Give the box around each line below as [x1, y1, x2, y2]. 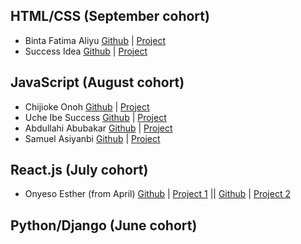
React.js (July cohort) [10, 162, 149, 179]
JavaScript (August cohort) [10, 74, 185, 91]
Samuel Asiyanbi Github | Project [24, 132, 161, 144]
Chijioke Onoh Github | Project [24, 100, 150, 113]
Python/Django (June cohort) [10, 217, 198, 234]
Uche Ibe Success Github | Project [24, 111, 167, 123]
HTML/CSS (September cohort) [10, 8, 210, 25]
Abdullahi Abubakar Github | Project [24, 122, 173, 134]
